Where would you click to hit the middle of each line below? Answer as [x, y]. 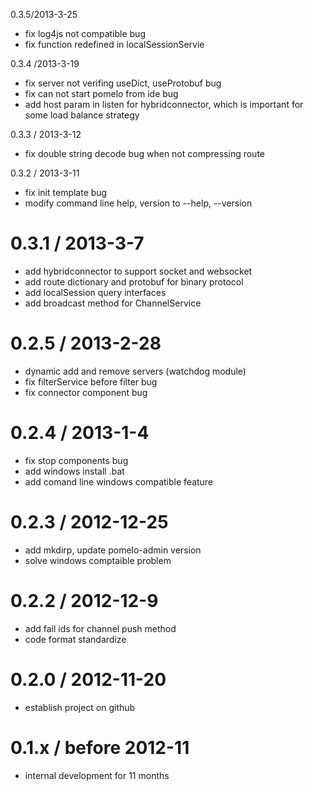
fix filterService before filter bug [91, 381]
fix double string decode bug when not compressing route [144, 153]
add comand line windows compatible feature [119, 481]
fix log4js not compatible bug [85, 33]
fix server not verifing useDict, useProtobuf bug [123, 83]
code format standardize [75, 639]
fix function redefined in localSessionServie [114, 44]
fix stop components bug [76, 460]
